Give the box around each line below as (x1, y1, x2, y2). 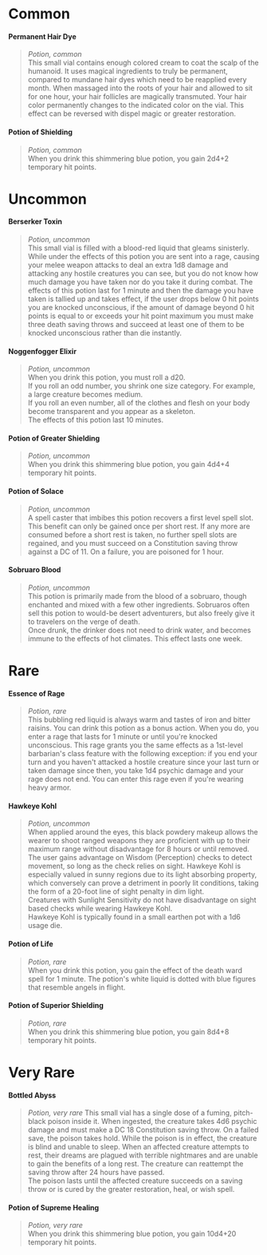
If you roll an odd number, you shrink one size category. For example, (27, 381, 256, 391)
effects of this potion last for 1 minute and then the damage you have (27, 285, 253, 295)
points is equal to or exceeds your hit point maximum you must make (27, 311, 253, 321)
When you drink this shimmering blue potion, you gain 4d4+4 (27, 460, 230, 469)
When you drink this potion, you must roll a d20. (27, 373, 186, 382)
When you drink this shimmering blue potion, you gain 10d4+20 (27, 1229, 237, 1239)
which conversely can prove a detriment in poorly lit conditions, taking (27, 878, 259, 888)
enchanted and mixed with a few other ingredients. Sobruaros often (27, 600, 249, 609)
